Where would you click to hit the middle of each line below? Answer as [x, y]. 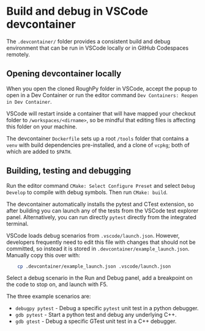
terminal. [17, 224]
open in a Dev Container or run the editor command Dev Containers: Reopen [102, 95]
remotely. [18, 54]
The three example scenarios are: [49, 297]
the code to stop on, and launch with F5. [57, 284]
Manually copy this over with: [43, 255]
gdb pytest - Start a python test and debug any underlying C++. [96, 315]
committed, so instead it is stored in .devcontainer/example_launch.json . [98, 248]
